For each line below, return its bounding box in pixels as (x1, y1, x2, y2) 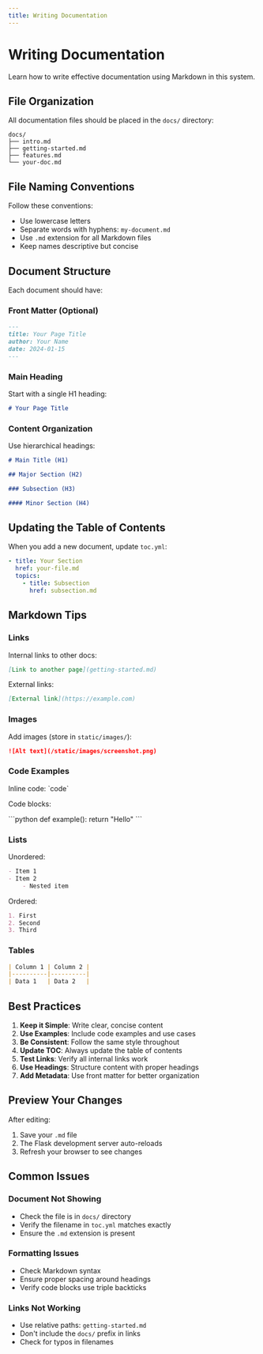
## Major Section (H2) (8, 471, 83, 479)
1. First (8, 911, 37, 919)
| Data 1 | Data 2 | (8, 978, 90, 986)
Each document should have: (8, 285, 103, 295)
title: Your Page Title (8, 330, 87, 338)
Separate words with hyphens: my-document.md (19, 224, 171, 234)
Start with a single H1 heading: (8, 389, 107, 398)
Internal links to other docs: (8, 650, 97, 660)
